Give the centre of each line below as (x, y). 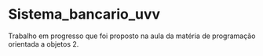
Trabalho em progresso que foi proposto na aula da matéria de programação (132, 36)
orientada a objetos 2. (44, 44)
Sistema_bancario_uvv (84, 14)
